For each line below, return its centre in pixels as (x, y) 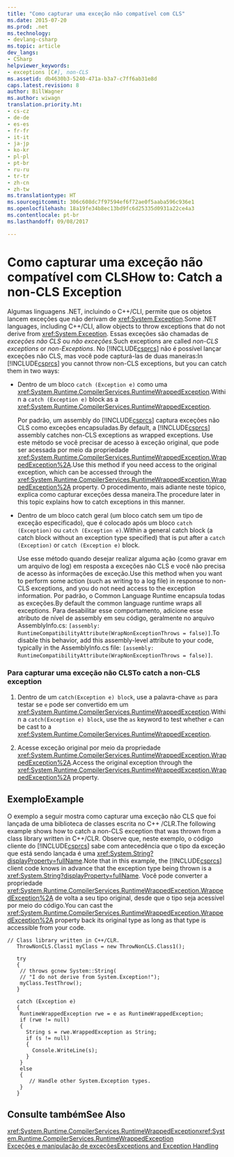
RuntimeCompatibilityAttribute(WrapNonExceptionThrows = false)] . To (118, 632)
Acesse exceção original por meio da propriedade (89, 748)
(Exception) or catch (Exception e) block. (79, 545)
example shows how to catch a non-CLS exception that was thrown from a (114, 831)
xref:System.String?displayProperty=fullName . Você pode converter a (108, 875)
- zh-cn (18, 182)
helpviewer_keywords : (39, 66)
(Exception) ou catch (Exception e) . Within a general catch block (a (115, 530)
